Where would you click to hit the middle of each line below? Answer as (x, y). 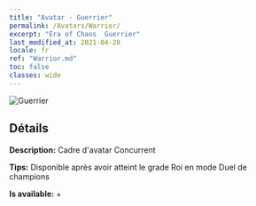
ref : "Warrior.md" (43, 59)
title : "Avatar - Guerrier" (61, 17)
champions (30, 176)
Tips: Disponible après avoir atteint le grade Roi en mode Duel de (128, 167)
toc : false (29, 67)
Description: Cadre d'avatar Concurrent (83, 150)
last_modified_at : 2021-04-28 (65, 42)
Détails (29, 128)
